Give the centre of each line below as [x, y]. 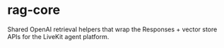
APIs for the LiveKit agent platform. [58, 36]
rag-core [34, 10]
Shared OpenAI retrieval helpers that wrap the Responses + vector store [112, 29]
